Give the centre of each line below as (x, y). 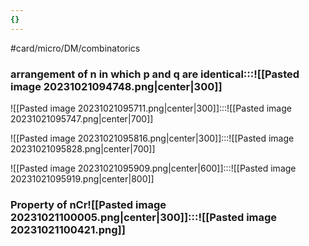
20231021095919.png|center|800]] (82, 178)
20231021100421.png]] (68, 229)
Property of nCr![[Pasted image (88, 204)
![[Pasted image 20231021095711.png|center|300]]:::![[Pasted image (151, 108)
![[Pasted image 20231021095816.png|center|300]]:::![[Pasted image (152, 138)
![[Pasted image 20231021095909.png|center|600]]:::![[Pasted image (153, 168)
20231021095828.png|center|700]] (83, 148)
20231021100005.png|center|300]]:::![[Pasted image (144, 217)
